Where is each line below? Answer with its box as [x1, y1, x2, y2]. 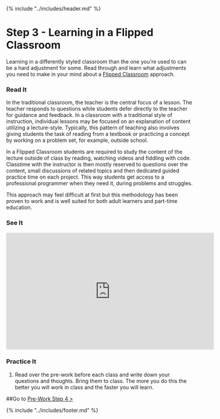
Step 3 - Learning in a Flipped [6, 26, 154, 39]
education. [6, 204, 33, 211]
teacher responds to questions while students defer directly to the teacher [6, 105, 188, 112]
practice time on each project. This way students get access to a [6, 173, 164, 180]
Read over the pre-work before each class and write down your [14, 371, 170, 378]
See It [6, 219, 23, 227]
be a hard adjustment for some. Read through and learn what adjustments [6, 64, 187, 71]
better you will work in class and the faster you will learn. [14, 383, 154, 391]
